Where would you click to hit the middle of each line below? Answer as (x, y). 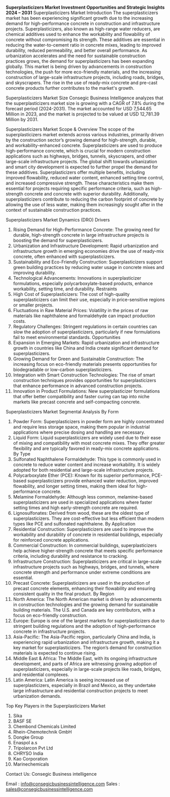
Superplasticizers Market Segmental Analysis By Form (62, 412)
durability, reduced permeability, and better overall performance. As (76, 50)
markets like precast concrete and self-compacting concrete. (77, 402)
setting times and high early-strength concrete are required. (75, 508)
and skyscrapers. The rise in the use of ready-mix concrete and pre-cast (82, 83)
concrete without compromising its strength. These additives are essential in (85, 40)
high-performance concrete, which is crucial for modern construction (78, 151)
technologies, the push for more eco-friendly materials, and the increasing (83, 72)
